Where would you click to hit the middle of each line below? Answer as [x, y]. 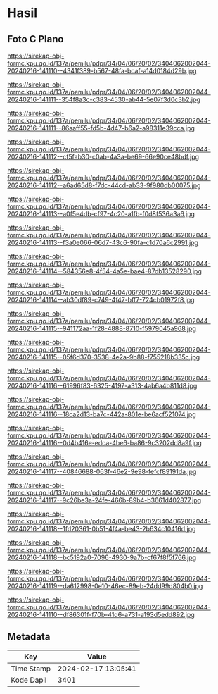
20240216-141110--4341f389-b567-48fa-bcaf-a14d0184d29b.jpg [102, 71]
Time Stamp [31, 669]
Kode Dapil [29, 680]
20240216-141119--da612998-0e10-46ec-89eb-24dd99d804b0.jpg [105, 586]
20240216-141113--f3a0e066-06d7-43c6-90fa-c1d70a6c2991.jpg [103, 242]
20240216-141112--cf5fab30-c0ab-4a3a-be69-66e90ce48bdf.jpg [103, 157]
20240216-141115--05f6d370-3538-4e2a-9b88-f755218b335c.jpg [104, 357]
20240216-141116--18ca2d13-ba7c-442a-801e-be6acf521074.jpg [102, 414]
